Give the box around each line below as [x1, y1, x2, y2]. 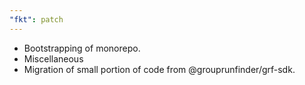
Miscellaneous [23, 52, 84, 65]
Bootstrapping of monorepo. [23, 42, 141, 54]
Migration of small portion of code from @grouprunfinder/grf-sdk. [23, 63, 296, 75]
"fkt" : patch [9, 14, 64, 25]
